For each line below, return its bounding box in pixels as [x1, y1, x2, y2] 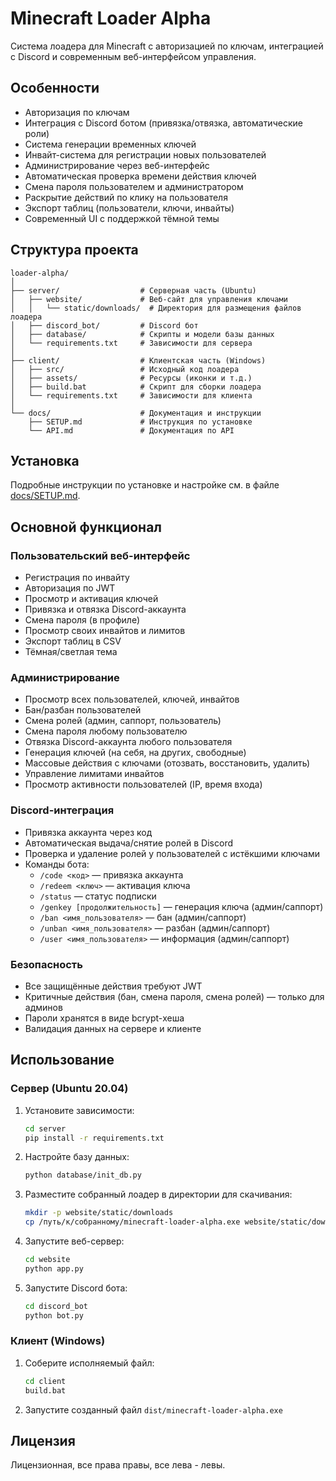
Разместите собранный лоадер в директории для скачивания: [24, 1188, 293, 1201]
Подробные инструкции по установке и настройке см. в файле [10, 479, 280, 491]
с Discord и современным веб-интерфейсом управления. [10, 50, 257, 62]
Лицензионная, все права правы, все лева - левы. [10, 1459, 226, 1471]
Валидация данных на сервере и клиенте [24, 1022, 202, 1034]
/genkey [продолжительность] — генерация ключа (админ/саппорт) [39, 900, 324, 912]
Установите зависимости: [24, 1104, 135, 1116]
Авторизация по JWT [24, 582, 116, 594]
